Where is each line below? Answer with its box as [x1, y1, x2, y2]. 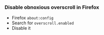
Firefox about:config [11, 15, 53, 21]
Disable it [11, 25, 31, 31]
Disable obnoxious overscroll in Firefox [4, 4, 100, 11]
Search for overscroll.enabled [11, 20, 74, 26]
